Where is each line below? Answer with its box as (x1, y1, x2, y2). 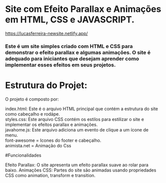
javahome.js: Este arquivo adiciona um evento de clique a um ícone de (5, 126, 149, 132)
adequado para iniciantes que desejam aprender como (5, 55, 139, 62)
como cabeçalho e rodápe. (5, 111, 60, 117)
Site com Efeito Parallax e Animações (5, 3, 162, 15)
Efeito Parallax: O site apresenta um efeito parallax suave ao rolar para (5, 162, 149, 168)
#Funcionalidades (5, 152, 42, 158)
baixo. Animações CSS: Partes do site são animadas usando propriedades (5, 167, 157, 173)
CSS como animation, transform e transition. (5, 172, 96, 178)
